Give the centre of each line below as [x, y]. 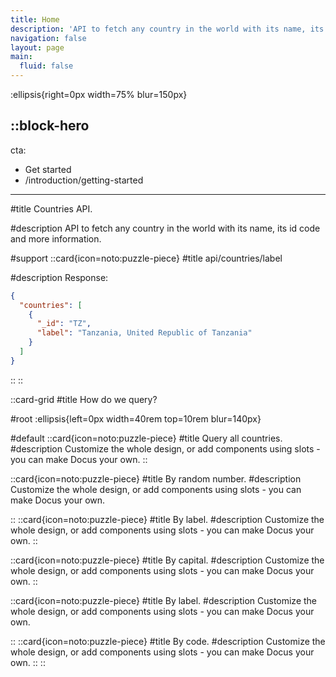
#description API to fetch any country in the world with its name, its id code [165, 228]
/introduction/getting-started [84, 180]
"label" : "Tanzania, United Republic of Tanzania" [144, 333]
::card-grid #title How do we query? [84, 399]
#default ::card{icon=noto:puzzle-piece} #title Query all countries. [146, 438]
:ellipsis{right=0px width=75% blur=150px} [99, 94]
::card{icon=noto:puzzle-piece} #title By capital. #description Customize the [167, 560]
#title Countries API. [51, 208]
